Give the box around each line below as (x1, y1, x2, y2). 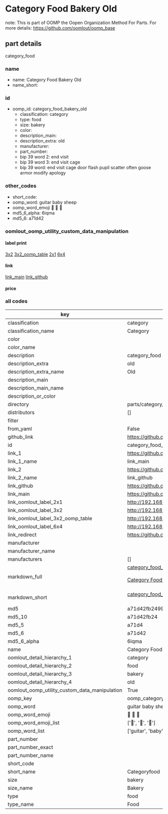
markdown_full (7, 573, 42, 580)
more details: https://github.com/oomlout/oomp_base (5, 25, 115, 31)
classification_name (7, 327, 54, 334)
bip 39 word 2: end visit (19, 154, 69, 160)
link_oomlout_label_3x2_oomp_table (7, 515, 92, 522)
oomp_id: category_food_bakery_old (12, 106, 87, 112)
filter (7, 417, 19, 424)
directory (7, 401, 29, 408)
